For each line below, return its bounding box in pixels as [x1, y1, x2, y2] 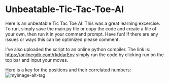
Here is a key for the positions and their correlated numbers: [5, 67, 131, 73]
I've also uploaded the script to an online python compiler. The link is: [5, 46, 151, 52]
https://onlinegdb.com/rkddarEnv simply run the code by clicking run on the [5, 52, 164, 58]
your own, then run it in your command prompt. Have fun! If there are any [5, 31, 158, 37]
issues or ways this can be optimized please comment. [5, 36, 120, 43]
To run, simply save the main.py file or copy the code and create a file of [5, 25, 157, 31]
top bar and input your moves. [5, 57, 69, 63]
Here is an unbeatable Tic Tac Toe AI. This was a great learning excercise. [5, 20, 160, 26]
